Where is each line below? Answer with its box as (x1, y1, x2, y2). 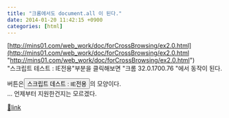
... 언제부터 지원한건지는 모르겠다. (7, 90, 98, 98)
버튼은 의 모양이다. (7, 80, 122, 88)
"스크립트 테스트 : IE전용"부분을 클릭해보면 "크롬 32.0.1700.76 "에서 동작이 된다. (7, 64, 222, 73)
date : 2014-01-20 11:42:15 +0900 (7, 16, 103, 23)
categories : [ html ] (7, 23, 63, 29)
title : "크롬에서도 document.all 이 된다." (7, 10, 122, 17)
